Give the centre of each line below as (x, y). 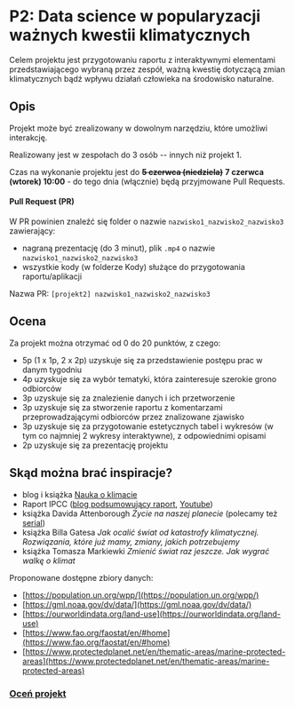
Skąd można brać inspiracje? (91, 473)
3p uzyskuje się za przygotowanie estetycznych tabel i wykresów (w (147, 426)
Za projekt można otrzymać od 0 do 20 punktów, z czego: (115, 343)
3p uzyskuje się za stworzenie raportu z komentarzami (123, 407)
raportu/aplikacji (52, 276)
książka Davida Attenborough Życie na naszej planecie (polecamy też (150, 513)
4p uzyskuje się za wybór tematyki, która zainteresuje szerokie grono (149, 378)
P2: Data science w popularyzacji (135, 16)
